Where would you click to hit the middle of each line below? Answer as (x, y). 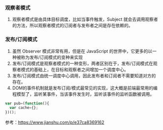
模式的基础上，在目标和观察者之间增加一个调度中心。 (75, 69)
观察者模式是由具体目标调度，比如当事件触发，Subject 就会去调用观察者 (85, 19)
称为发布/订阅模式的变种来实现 (52, 57)
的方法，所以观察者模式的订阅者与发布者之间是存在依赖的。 (72, 26)
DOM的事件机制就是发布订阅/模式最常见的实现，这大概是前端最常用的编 (85, 88)
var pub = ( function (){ (27, 103)
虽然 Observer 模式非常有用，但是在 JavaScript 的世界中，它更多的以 (82, 51)
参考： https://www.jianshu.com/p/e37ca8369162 (55, 122)
